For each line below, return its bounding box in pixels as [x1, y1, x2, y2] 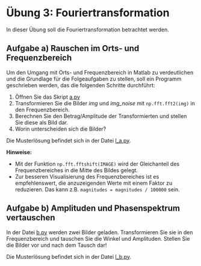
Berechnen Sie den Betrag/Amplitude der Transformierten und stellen [14, 112, 187, 120]
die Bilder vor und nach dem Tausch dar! [6, 241, 107, 249]
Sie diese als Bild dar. [14, 119, 68, 126]
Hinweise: [6, 148, 32, 156]
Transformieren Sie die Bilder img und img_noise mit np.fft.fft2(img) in [14, 99, 196, 107]
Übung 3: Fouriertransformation [6, 6, 170, 20]
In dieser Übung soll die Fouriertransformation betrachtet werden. [6, 26, 170, 33]
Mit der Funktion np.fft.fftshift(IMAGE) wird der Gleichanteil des [14, 160, 179, 167]
